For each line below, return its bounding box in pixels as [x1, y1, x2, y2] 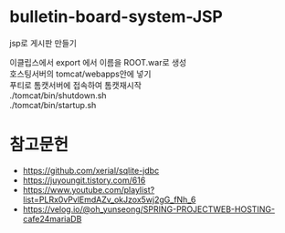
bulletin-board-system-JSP [9, 6, 224, 27]
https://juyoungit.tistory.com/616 [22, 175, 146, 186]
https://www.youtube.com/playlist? [22, 184, 155, 195]
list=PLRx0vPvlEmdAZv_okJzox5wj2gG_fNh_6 [22, 194, 196, 205]
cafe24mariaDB [22, 213, 82, 224]
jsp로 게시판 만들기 [9, 37, 78, 48]
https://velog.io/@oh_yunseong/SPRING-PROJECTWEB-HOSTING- [22, 203, 276, 215]
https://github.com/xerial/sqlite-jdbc [22, 165, 160, 176]
